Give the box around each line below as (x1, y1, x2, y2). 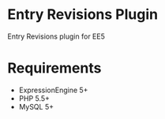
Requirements (7, 59, 102, 77)
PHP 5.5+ (18, 93, 51, 103)
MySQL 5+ (18, 102, 54, 111)
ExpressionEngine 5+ (18, 85, 88, 95)
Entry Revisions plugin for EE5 (7, 32, 106, 41)
